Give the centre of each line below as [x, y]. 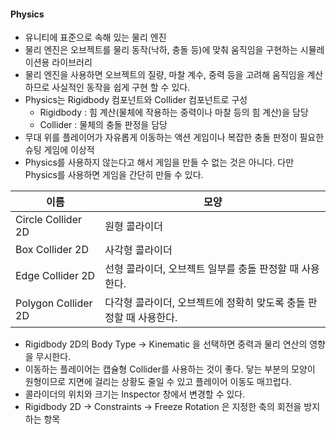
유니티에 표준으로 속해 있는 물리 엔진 [95, 37]
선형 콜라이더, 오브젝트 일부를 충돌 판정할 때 [202, 269]
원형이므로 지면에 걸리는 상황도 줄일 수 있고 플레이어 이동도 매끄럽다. [158, 382]
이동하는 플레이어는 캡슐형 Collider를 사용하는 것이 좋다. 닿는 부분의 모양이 [170, 369]
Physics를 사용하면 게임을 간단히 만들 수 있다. [114, 175]
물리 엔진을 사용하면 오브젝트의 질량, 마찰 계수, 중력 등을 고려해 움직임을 [164, 75]
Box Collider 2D [52, 250]
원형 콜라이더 [133, 227]
